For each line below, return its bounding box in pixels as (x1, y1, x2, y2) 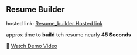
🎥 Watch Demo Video (6, 42, 57, 49)
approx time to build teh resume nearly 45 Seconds (6, 31, 132, 38)
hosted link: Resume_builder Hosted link (6, 20, 103, 27)
